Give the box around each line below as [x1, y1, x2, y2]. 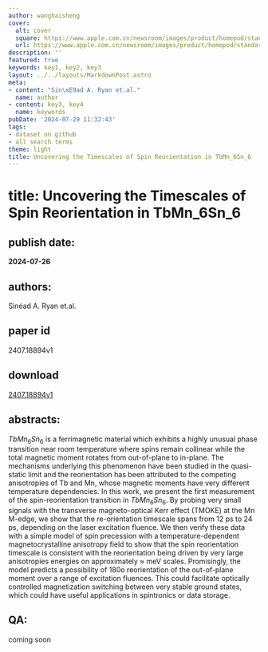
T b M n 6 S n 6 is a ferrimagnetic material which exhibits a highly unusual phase [8, 434, 258, 445]
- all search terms [8, 137, 73, 146]
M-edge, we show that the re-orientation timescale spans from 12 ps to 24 [8, 514, 253, 524]
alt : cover [15, 26, 52, 34]
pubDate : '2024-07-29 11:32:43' [8, 116, 116, 124]
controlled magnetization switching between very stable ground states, [8, 582, 242, 591]
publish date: [8, 235, 76, 249]
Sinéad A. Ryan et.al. [8, 301, 77, 311]
